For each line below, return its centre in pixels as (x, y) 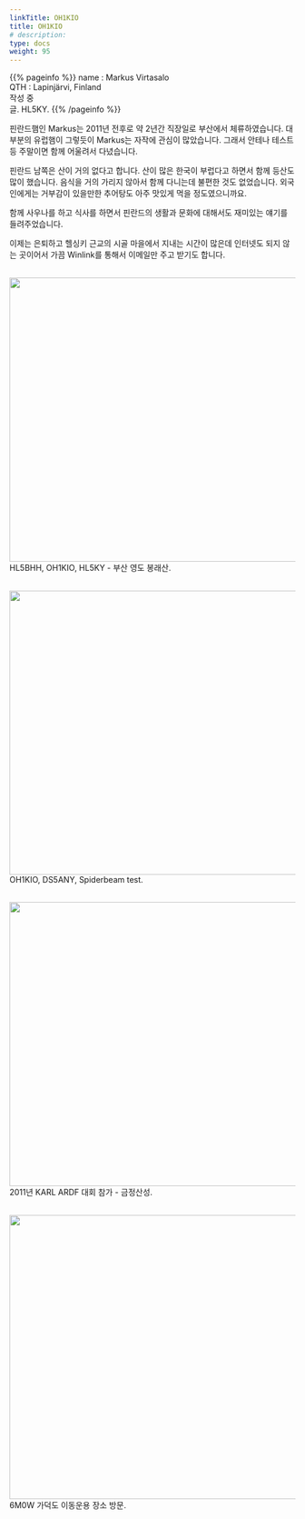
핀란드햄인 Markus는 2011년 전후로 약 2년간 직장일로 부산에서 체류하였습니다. (147, 129)
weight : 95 (30, 52)
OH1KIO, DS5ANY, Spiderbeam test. (76, 880)
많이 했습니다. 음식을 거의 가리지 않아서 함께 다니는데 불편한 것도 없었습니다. (144, 182)
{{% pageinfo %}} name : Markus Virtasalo (89, 77)
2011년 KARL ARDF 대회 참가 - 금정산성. (81, 1193)
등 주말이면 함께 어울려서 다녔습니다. (74, 152)
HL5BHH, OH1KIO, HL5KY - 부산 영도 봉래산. (90, 568)
